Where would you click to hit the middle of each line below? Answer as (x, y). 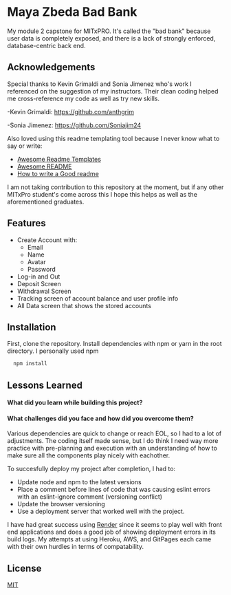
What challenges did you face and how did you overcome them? (100, 418)
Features (26, 223)
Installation (32, 327)
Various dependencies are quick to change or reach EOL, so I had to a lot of (114, 433)
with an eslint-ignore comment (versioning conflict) (90, 497)
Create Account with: (47, 240)
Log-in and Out (38, 277)
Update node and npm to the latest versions (79, 482)
